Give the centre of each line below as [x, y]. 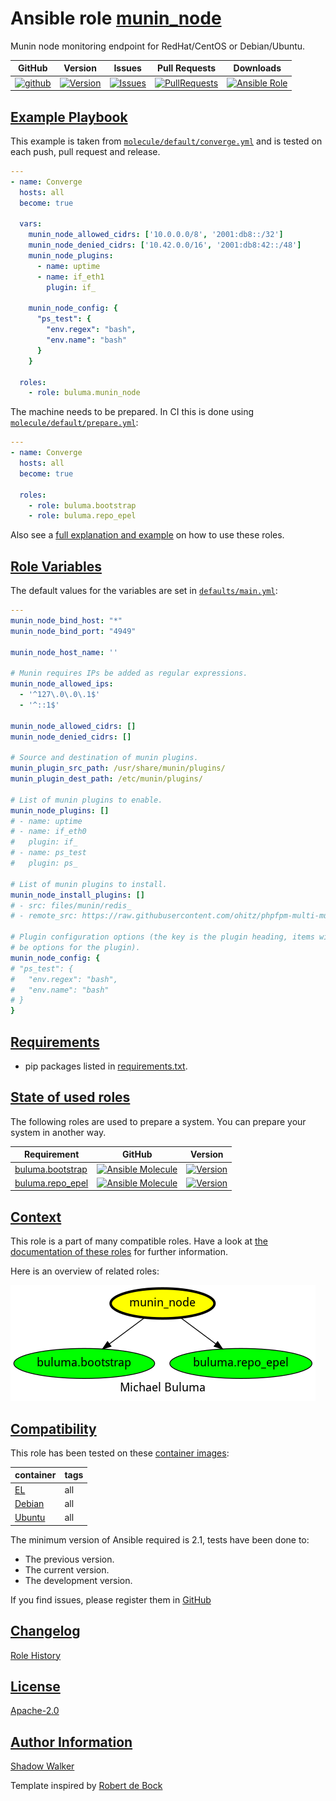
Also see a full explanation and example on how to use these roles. [147, 535]
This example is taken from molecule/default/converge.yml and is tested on [166, 141]
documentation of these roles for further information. [119, 1252]
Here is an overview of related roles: [85, 1271]
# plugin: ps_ [44, 863]
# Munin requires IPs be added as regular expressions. [129, 673]
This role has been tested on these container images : [120, 1453]
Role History [36, 1655]
